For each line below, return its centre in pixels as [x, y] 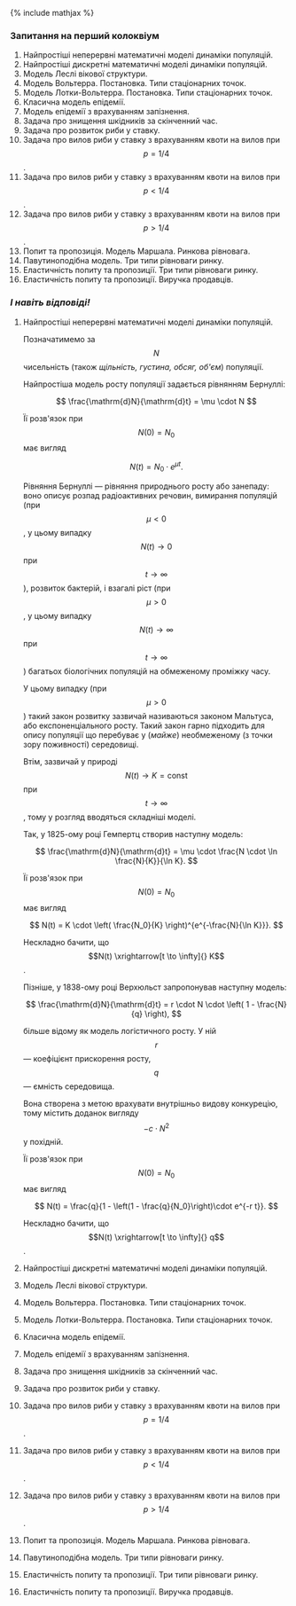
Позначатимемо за [59, 339]
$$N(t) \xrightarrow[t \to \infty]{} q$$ [156, 1237]
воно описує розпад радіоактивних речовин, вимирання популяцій [150, 495]
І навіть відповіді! [51, 302]
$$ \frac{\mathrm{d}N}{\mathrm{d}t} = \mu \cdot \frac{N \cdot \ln [156, 851]
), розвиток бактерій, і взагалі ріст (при [97, 588]
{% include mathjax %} [52, 13]
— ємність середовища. [69, 1086]
